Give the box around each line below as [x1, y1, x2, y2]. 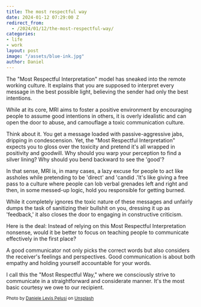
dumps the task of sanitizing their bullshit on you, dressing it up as [6, 204, 170, 211]
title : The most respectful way [6, 8, 87, 15]
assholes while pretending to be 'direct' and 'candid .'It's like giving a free [6, 174, 188, 181]
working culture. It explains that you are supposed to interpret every [6, 81, 175, 89]
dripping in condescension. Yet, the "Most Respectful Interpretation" [6, 136, 176, 144]
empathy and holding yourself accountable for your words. [6, 259, 152, 266]
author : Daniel [6, 59, 44, 65]
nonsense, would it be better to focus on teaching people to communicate [6, 229, 189, 236]
